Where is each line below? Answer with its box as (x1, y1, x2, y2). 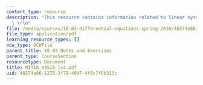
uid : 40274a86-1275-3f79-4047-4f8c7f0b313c (6, 70, 118, 76)
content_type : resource (6, 8, 66, 15)
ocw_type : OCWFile (6, 42, 53, 48)
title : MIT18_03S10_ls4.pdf (6, 64, 77, 71)
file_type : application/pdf (6, 31, 77, 37)
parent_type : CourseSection (6, 53, 77, 59)
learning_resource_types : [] (6, 37, 80, 42)
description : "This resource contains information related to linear (6, 14, 185, 20)
